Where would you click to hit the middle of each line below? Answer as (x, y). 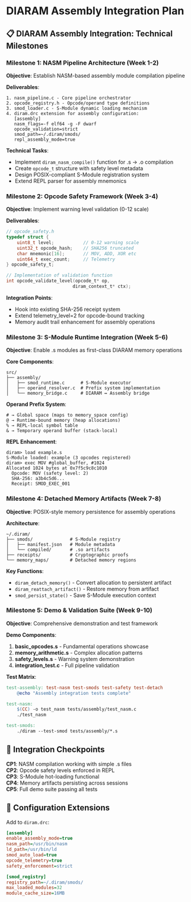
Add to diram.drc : (28, 822)
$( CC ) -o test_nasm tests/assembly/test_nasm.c (77, 709)
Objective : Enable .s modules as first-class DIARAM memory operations (94, 350)
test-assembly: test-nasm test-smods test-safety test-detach (85, 687)
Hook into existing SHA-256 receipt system (67, 309)
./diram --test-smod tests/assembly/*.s (67, 731)
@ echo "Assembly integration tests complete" (74, 693)
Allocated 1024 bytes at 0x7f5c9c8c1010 (57, 468)
